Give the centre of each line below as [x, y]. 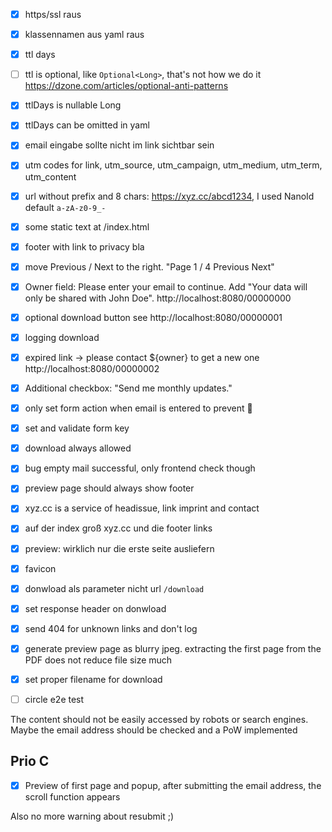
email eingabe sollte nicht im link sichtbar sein [119, 145]
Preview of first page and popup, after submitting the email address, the [173, 785]
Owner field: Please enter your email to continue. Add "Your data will [166, 286]
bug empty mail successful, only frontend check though [140, 468]
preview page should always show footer [109, 488]
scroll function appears [72, 796]
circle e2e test [54, 699]
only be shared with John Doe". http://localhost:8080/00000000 [158, 298]
